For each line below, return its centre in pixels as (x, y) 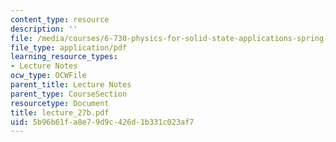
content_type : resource (60, 19)
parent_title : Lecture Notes (71, 85)
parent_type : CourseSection (69, 94)
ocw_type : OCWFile (48, 76)
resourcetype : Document (60, 103)
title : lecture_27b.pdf (60, 112)
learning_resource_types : (64, 57)
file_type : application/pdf (69, 47)
